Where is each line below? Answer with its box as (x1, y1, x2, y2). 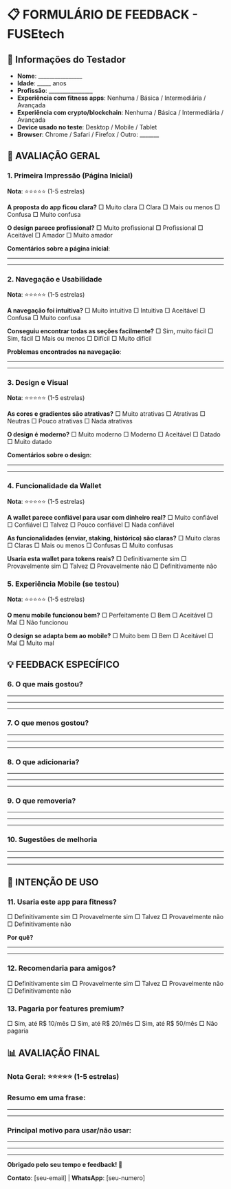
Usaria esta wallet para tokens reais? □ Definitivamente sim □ (7, 554, 187, 562)
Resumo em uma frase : (7, 1093, 86, 1103)
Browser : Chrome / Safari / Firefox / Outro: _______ (16, 130, 159, 138)
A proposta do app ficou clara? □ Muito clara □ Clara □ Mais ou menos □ (7, 202, 221, 211)
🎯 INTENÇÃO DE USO (7, 876, 99, 888)
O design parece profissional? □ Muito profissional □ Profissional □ (7, 223, 204, 232)
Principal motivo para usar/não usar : (7, 1125, 132, 1135)
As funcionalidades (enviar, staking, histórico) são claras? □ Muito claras (7, 534, 221, 542)
